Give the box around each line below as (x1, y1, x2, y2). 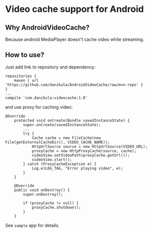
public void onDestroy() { (14, 187, 70, 192)
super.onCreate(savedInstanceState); (23, 122, 101, 127)
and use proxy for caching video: (5, 104, 73, 110)
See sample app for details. (5, 222, 60, 228)
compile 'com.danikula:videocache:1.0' (5, 95, 88, 100)
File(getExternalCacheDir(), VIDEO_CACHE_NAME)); (5, 140, 110, 145)
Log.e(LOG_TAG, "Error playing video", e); (31, 165, 123, 171)
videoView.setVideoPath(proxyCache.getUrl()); (31, 153, 130, 157)
